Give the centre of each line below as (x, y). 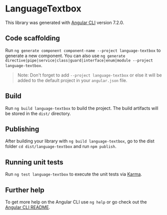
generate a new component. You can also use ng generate (65, 55)
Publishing (22, 129)
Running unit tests (34, 162)
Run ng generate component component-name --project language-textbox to (83, 50)
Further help (25, 190)
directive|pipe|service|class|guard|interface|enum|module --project (79, 60)
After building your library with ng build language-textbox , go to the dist (80, 141)
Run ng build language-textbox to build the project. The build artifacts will (82, 108)
